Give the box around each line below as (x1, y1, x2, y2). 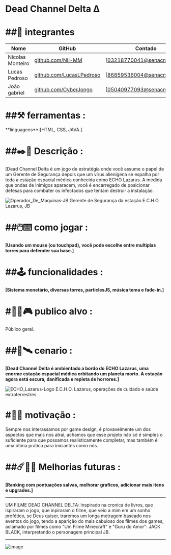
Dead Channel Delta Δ (5, 3, 100, 15)
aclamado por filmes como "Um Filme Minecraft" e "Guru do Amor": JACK (5, 523, 161, 529)
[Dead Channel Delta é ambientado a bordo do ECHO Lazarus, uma (5, 365, 149, 371)
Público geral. (5, 326, 35, 332)
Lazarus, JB (5, 203, 31, 209)
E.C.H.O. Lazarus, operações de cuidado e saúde (55, 386, 159, 392)
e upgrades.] (5, 487, 33, 493)
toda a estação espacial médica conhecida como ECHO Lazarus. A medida (5, 177, 162, 183)
